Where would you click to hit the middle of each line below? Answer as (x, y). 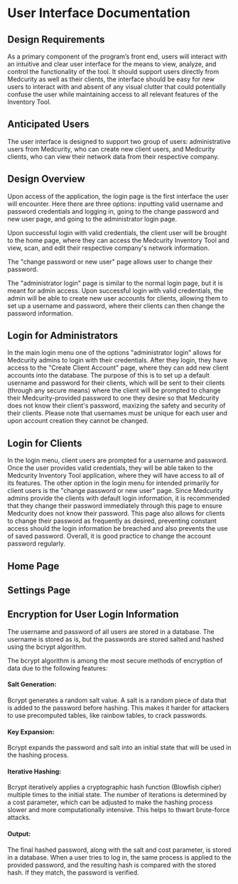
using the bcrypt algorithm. (47, 647)
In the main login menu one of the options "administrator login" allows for (114, 353)
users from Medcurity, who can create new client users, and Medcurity (111, 149)
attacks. (19, 818)
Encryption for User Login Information (93, 614)
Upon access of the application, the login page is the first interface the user (118, 196)
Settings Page (39, 590)
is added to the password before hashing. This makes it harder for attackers (118, 708)
